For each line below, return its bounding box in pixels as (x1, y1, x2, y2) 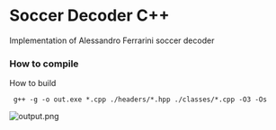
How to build (9, 78, 57, 89)
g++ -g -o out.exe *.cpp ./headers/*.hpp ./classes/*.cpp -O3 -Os (13, 95, 268, 104)
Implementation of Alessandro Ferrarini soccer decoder (9, 35, 215, 46)
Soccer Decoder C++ (9, 5, 170, 26)
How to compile (9, 57, 79, 70)
